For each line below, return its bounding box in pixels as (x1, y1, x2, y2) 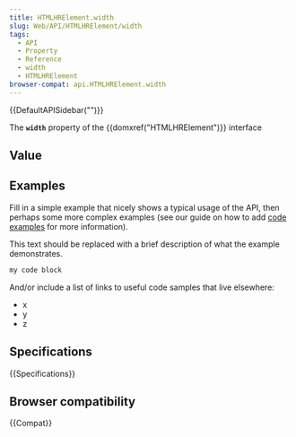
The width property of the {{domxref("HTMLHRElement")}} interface (9, 122, 263, 133)
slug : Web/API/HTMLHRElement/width (9, 22, 143, 31)
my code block (9, 266, 63, 275)
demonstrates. (9, 248, 63, 258)
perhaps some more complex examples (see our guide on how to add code (9, 212, 287, 223)
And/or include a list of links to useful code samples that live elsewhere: (9, 282, 275, 293)
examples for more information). (9, 221, 128, 232)
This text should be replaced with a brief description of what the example (9, 239, 280, 249)
